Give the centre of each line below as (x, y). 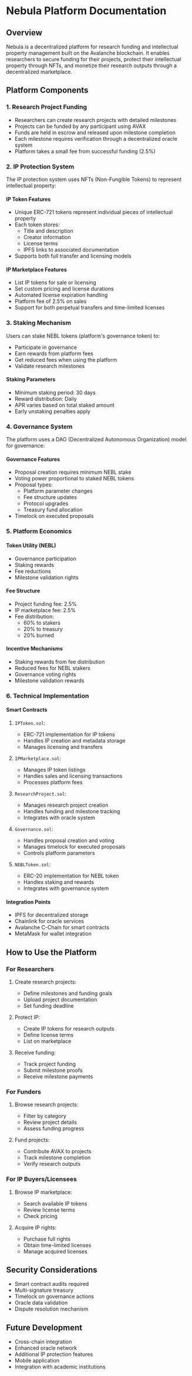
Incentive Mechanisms (35, 649)
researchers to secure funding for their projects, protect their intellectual (94, 59)
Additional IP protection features (54, 1354)
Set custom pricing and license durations (64, 289)
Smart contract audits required (52, 1284)
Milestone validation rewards (49, 680)
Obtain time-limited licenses (57, 1245)
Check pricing (40, 1216)
